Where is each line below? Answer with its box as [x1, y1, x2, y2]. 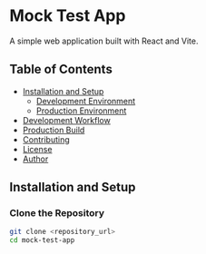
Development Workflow [22, 114, 111, 125]
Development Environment [35, 95, 136, 106]
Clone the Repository [9, 207, 105, 220]
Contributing [22, 133, 70, 145]
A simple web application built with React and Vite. [9, 35, 199, 46]
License [22, 143, 53, 154]
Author [22, 153, 49, 164]
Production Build [22, 124, 85, 135]
